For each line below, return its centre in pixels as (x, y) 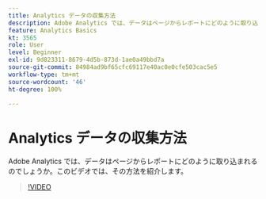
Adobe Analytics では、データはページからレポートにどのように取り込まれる (133, 161)
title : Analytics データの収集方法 (62, 15)
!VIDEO (39, 187)
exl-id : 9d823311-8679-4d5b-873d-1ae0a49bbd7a (86, 60)
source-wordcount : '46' (47, 82)
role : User (26, 45)
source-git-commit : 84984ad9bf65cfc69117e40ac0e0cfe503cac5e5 (113, 67)
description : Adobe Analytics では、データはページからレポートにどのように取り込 (133, 23)
